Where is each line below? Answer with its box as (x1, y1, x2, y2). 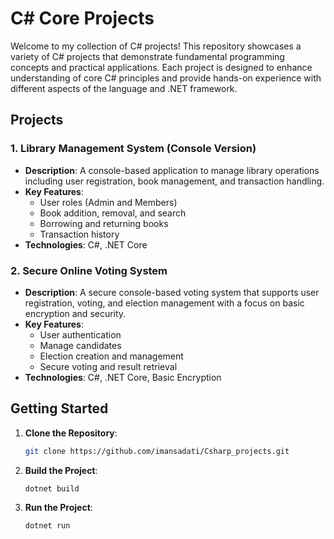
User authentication (39, 328, 122, 341)
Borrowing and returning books (39, 217, 169, 229)
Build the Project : (24, 464, 98, 476)
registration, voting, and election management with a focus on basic (24, 297, 305, 309)
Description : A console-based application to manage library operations (24, 164, 320, 176)
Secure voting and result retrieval (39, 360, 178, 372)
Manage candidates (39, 339, 122, 351)
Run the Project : (24, 502, 93, 514)
